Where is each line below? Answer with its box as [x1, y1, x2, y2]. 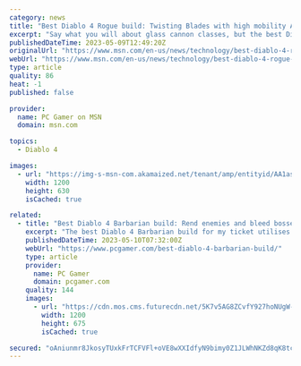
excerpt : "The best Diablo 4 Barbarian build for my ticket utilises [25, 227, 291, 237]
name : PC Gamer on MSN [17, 113, 102, 122]
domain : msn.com [17, 121, 78, 130]
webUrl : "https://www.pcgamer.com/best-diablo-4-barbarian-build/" [25, 243, 282, 253]
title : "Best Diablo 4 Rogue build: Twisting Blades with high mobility [9, 21, 287, 30]
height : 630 [25, 186, 70, 195]
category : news [9, 13, 66, 22]
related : [9, 211, 42, 220]
